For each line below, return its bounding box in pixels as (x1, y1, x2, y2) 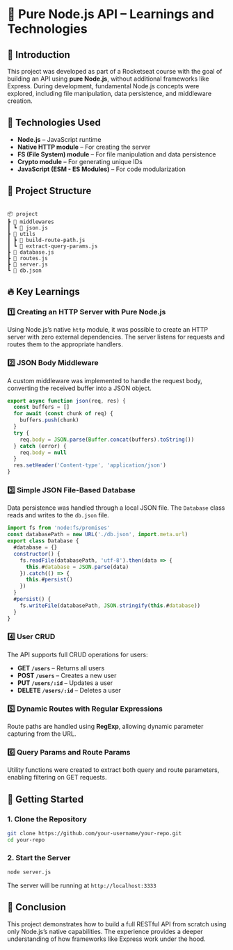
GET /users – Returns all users (17, 663, 105, 672)
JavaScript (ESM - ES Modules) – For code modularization (17, 165, 186, 173)
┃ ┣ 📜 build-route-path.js (7, 236, 86, 243)
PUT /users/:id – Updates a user (17, 678, 113, 687)
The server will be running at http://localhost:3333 (7, 881, 156, 889)
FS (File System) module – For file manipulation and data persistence (17, 150, 216, 159)
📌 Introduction (7, 49, 71, 61)
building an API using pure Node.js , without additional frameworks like (7, 74, 209, 83)
